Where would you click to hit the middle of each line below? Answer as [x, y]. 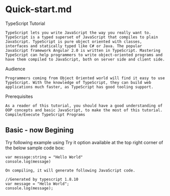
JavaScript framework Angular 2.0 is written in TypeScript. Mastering [83, 50]
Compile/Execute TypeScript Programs [45, 115]
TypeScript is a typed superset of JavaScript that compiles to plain [82, 37]
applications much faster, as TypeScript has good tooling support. [79, 87]
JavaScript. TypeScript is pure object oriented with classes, [74, 42]
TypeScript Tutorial [25, 23]
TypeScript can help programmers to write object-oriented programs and [84, 55]
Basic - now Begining [39, 130]
